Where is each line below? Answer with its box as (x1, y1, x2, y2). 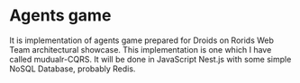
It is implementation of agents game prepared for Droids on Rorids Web (9, 35, 275, 46)
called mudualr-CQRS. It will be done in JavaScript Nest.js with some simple (9, 54, 292, 64)
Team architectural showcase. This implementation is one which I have (9, 44, 272, 54)
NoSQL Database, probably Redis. (9, 63, 136, 74)
